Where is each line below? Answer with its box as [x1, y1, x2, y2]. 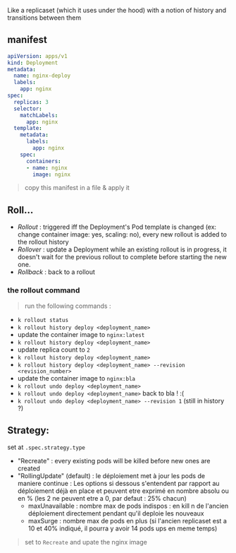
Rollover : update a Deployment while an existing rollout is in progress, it [17, 245, 227, 254]
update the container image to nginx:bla [17, 374, 136, 382]
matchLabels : [20, 112, 58, 119]
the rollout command [7, 285, 80, 295]
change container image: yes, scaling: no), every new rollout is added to [17, 230, 228, 239]
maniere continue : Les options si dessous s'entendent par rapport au [17, 480, 220, 488]
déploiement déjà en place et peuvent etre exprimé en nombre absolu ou [17, 487, 229, 495]
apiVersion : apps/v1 [7, 52, 68, 59]
